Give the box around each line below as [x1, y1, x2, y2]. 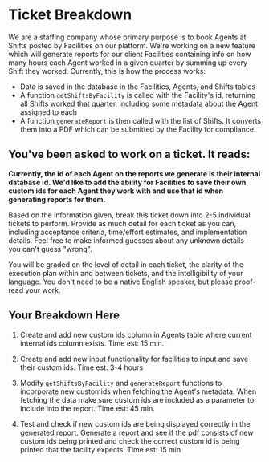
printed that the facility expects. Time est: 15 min [19, 444, 181, 454]
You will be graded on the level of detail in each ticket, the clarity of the [8, 259, 243, 269]
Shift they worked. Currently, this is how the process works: [8, 66, 206, 75]
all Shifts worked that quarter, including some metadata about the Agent [19, 99, 259, 108]
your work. [25, 285, 61, 294]
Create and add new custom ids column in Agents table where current [19, 330, 252, 339]
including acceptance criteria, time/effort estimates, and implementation [8, 227, 247, 237]
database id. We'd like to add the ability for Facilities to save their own [8, 177, 247, 187]
